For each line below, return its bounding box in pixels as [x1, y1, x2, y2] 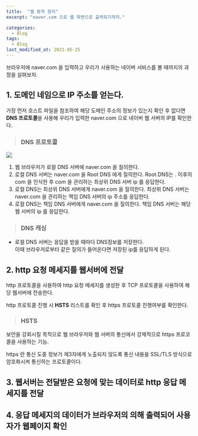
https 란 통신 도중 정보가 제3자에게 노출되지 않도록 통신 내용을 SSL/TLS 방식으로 [6, 351, 192, 358]
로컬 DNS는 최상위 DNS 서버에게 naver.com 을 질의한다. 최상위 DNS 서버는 [14, 186, 190, 193]
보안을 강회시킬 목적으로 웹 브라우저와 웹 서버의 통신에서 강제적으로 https [6, 331, 175, 338]
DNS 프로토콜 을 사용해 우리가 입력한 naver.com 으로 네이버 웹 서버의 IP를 [6, 114, 176, 121]
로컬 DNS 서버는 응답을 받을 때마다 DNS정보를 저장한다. [14, 239, 144, 246]
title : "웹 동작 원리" [6, 8, 59, 15]
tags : [6, 36, 20, 42]
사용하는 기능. [17, 338, 49, 346]
